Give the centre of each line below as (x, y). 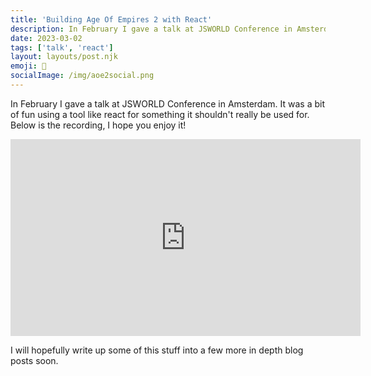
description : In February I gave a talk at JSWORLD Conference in (151, 29)
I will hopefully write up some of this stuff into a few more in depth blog (157, 350)
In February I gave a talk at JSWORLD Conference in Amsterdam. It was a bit (167, 103)
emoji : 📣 (28, 66)
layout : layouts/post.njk (64, 57)
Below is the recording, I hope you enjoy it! (98, 125)
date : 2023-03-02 (46, 38)
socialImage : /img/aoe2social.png (82, 76)
